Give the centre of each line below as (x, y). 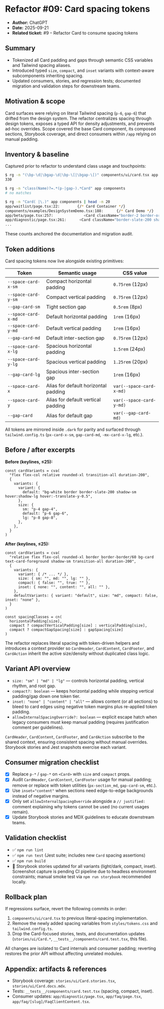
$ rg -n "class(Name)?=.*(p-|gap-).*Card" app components (65, 189)
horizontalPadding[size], (36, 621)
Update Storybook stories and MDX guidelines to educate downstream (83, 817)
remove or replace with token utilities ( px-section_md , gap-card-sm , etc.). (84, 785)
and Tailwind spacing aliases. (42, 65)
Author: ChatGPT (30, 22)
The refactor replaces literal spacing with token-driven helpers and (72, 643)
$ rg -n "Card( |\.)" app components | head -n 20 (58, 202)
